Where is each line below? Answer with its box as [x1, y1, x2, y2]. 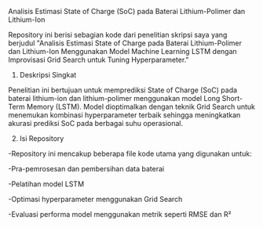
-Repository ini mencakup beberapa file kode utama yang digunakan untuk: [8, 149, 253, 158]
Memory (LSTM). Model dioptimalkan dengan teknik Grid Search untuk [26, 102, 256, 111]
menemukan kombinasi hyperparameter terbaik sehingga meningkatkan [8, 110, 241, 120]
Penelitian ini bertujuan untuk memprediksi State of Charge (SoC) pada [8, 85, 238, 95]
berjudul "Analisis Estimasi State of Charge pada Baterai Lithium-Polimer [8, 38, 242, 48]
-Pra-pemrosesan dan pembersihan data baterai [8, 164, 165, 173]
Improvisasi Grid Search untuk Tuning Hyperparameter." [8, 55, 189, 64]
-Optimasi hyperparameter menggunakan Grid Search [8, 195, 183, 204]
